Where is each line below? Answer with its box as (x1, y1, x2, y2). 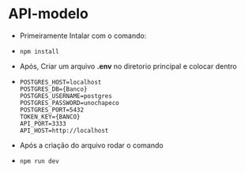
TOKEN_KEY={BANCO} (19, 112, 81, 121)
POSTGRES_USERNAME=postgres (19, 92, 112, 100)
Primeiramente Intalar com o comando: (19, 31, 147, 40)
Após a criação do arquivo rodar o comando (19, 140, 164, 150)
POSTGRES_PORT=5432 (19, 106, 85, 114)
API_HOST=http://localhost (19, 126, 109, 134)
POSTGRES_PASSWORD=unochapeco (19, 99, 120, 107)
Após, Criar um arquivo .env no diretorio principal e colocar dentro (19, 61, 237, 71)
